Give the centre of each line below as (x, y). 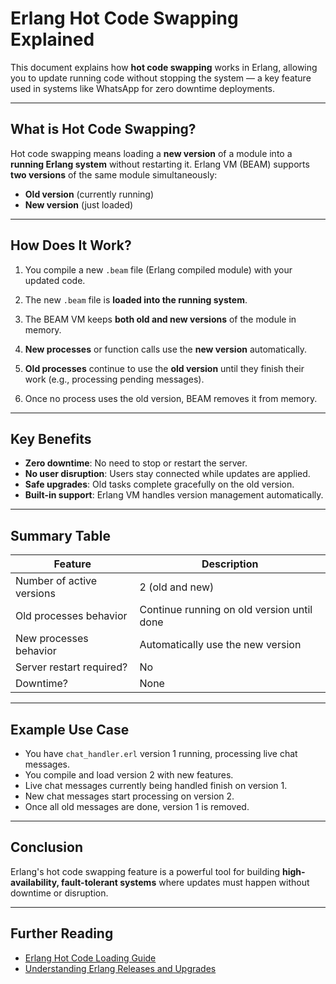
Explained (52, 39)
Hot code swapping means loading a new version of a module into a (151, 153)
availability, (35, 882)
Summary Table (60, 535)
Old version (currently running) (89, 194)
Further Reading (62, 933)
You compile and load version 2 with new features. (129, 775)
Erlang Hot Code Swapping (124, 18)
